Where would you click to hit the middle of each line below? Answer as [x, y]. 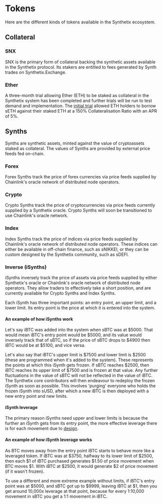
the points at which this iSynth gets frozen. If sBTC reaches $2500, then [77, 365]
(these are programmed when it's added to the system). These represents [79, 360]
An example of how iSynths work [39, 319]
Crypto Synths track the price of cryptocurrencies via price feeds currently [80, 205]
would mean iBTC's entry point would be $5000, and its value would [73, 335]
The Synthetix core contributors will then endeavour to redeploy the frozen [80, 381]
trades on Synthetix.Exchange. [36, 72]
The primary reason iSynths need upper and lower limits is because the [77, 418]
